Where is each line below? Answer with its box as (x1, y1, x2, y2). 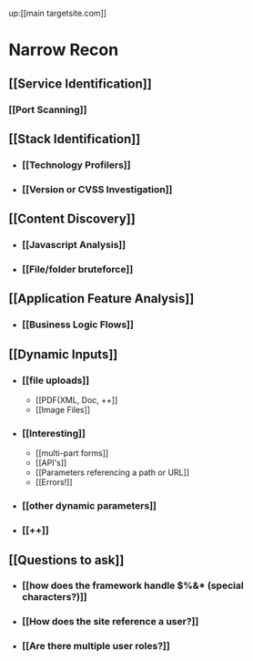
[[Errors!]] (35, 477, 74, 488)
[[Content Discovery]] (8, 212, 136, 227)
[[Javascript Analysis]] (21, 239, 126, 252)
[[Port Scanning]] (8, 103, 87, 116)
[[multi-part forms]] (35, 448, 109, 459)
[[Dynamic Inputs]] (8, 346, 118, 362)
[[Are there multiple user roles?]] (21, 640, 170, 653)
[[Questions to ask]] (8, 552, 125, 568)
